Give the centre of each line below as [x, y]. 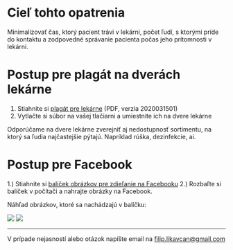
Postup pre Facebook [70, 165]
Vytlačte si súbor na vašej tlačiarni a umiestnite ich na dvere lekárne [114, 116]
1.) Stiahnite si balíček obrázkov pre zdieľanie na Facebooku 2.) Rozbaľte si [114, 184]
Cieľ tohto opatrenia [66, 13]
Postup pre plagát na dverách [94, 75]
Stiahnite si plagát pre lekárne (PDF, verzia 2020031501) [97, 108]
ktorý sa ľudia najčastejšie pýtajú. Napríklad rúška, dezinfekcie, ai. [102, 136]
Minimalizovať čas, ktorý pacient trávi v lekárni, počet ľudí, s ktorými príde [113, 32]
